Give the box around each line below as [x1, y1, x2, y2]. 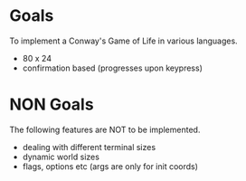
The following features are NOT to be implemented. [9, 124, 201, 135]
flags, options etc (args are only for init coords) [22, 160, 199, 172]
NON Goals [9, 94, 94, 115]
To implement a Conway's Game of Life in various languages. [9, 35, 238, 46]
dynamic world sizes [22, 151, 99, 162]
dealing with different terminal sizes [22, 141, 156, 152]
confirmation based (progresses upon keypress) [22, 62, 203, 73]
